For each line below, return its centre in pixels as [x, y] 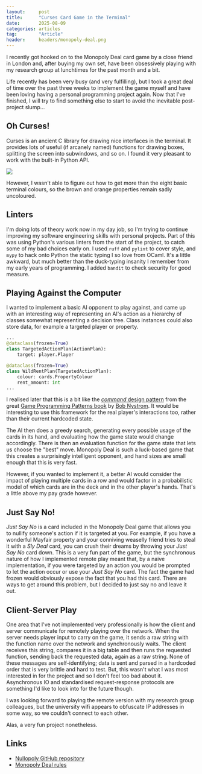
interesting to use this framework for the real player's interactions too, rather [101, 412]
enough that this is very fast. [42, 463]
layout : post [28, 12]
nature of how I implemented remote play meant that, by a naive [86, 559]
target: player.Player [46, 355]
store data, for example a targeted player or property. [72, 327]
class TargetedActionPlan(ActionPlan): [56, 349]
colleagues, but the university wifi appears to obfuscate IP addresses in [95, 706]
